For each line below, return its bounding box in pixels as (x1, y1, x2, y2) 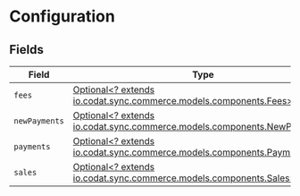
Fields (9, 42, 45, 57)
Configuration (9, 6, 116, 27)
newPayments (13, 116, 65, 126)
